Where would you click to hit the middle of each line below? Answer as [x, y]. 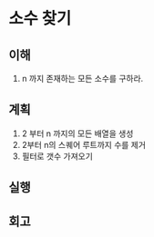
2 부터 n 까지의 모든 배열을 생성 [77, 133]
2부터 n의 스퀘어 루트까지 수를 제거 [84, 144]
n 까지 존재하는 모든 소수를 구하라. [82, 79]
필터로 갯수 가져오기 [57, 156]
